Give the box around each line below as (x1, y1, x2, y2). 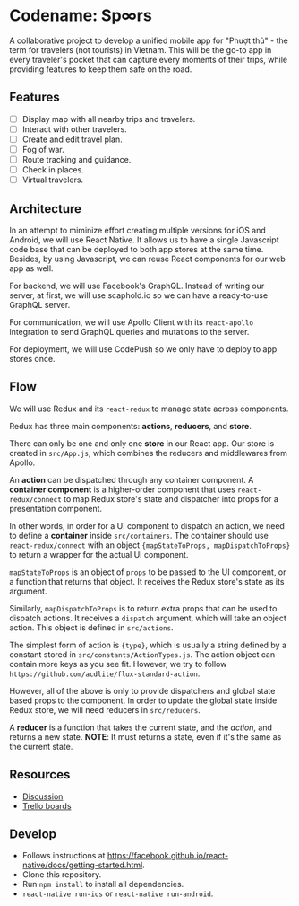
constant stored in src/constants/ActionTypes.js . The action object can (9, 648, 276, 660)
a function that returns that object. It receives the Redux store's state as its (9, 576, 285, 586)
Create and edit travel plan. (21, 134, 123, 145)
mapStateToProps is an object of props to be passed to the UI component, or (9, 567, 286, 577)
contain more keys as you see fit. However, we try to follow (9, 658, 227, 669)
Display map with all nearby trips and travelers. (21, 113, 196, 124)
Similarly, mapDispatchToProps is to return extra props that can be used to (9, 603, 278, 613)
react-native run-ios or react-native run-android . (21, 888, 214, 899)
